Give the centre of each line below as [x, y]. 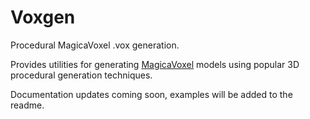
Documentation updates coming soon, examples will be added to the [151, 94]
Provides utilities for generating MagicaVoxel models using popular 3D [155, 64]
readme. [27, 105]
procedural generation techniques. [81, 75]
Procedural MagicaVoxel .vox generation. [95, 45]
